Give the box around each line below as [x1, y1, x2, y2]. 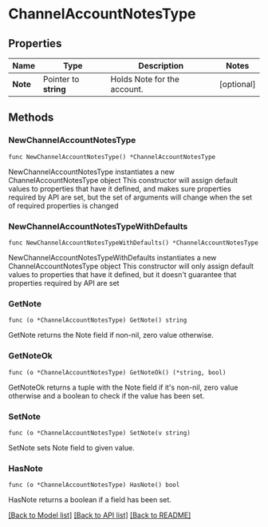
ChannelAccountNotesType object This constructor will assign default [8, 175, 238, 184]
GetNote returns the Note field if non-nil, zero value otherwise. [8, 331, 214, 340]
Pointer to [42, 73, 80, 85]
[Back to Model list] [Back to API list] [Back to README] [8, 510, 191, 520]
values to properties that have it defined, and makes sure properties [8, 184, 231, 193]
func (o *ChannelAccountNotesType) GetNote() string [8, 316, 187, 324]
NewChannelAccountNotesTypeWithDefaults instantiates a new [8, 252, 217, 262]
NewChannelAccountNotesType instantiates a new [8, 167, 175, 176]
